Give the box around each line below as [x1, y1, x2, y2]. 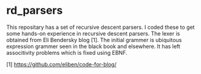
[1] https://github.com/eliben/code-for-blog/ [6, 61, 117, 68]
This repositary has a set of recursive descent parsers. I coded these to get [6, 23, 195, 31]
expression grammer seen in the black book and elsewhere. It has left [6, 43, 180, 50]
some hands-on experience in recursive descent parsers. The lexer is [6, 29, 180, 37]
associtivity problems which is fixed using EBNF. [6, 49, 128, 56]
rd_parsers [6, 4, 63, 17]
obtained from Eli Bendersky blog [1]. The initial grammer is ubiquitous [6, 36, 182, 43]
